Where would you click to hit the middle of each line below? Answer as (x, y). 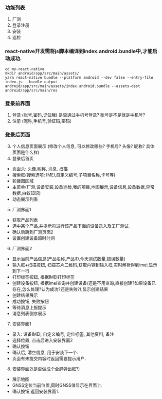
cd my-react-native (25, 69)
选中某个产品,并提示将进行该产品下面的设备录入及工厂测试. (71, 226)
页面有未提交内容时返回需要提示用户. (49, 359)
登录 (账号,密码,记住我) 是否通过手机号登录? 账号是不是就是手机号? (79, 115)
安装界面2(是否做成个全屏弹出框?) (46, 369)
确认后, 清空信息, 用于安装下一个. (45, 353)
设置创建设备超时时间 (33, 238)
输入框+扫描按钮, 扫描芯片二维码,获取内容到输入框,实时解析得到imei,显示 (85, 265)
